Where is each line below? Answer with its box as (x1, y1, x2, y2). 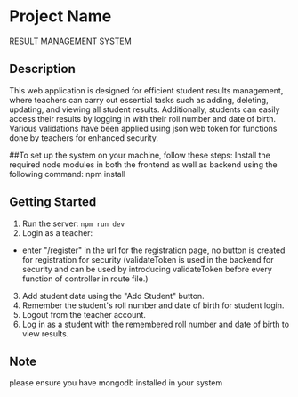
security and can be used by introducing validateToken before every (21, 263, 273, 274)
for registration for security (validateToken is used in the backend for (21, 254, 274, 264)
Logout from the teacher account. (21, 309, 147, 320)
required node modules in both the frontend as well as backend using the (9, 158, 278, 170)
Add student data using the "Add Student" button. (21, 290, 205, 301)
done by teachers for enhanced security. (9, 132, 158, 143)
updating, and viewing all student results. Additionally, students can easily (9, 104, 280, 115)
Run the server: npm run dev (21, 218, 125, 229)
